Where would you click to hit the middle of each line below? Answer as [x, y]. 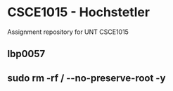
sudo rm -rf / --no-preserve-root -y [86, 78]
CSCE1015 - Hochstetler [78, 12]
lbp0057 [26, 54]
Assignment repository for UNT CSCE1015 [68, 32]
